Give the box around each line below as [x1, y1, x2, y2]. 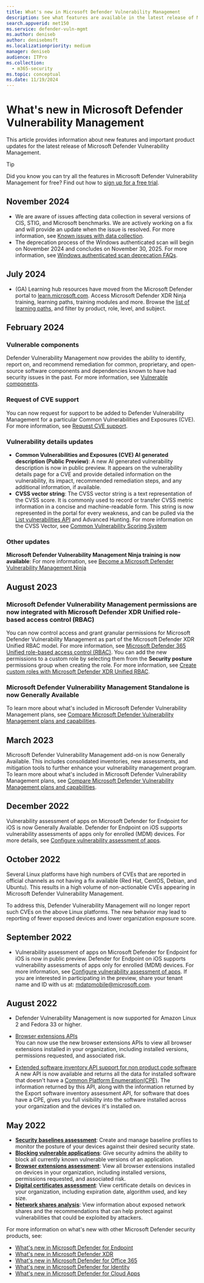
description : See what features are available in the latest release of [6, 15, 194, 21]
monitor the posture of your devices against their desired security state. [15, 1143, 195, 1150]
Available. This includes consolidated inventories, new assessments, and [6, 758, 188, 765]
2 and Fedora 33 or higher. [15, 1021, 82, 1028]
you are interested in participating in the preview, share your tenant [15, 974, 183, 981]
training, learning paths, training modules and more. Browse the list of [15, 298, 190, 305]
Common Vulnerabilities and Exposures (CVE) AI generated [15, 451, 169, 458]
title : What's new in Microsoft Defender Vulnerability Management [6, 9, 181, 15]
